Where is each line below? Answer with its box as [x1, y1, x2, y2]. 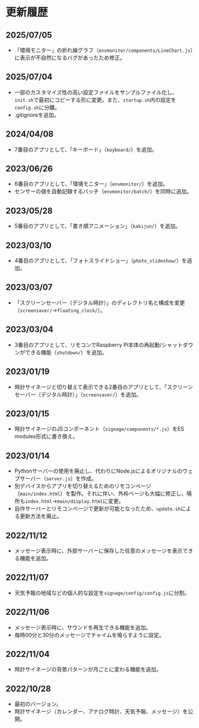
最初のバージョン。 [14, 700, 62, 708]
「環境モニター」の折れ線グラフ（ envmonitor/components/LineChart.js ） [14, 46, 194, 54]
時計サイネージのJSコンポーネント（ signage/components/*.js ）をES [14, 425, 185, 432]
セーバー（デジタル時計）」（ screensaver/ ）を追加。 [14, 391, 142, 398]
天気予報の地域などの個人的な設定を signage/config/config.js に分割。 [14, 589, 190, 596]
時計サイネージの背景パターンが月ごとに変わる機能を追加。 [14, 666, 162, 673]
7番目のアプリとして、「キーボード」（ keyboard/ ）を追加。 [14, 146, 158, 153]
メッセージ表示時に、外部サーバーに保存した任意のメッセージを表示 [14, 547, 183, 554]
